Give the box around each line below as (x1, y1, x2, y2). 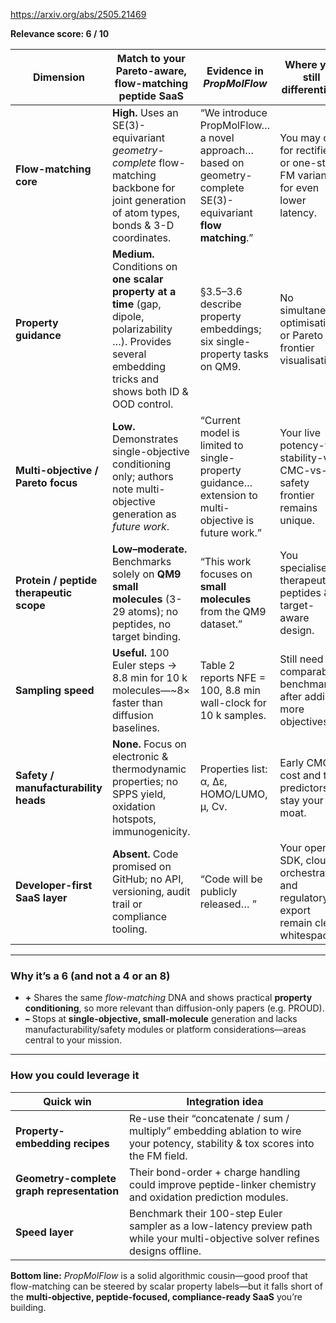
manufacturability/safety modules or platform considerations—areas (24, 1024, 307, 1036)
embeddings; (199, 322, 262, 336)
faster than (111, 696, 163, 709)
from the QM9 (199, 605, 267, 618)
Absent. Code (111, 847, 179, 861)
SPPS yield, (111, 787, 167, 801)
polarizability (111, 322, 173, 336)
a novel (199, 131, 235, 144)
